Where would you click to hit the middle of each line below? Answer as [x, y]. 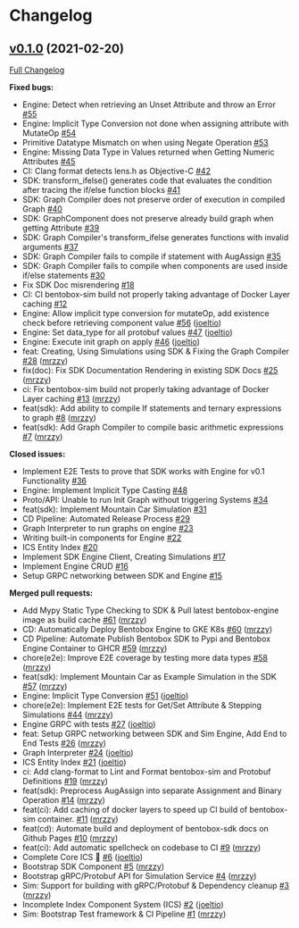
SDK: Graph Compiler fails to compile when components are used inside [155, 266]
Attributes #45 [49, 161]
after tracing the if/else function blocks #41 [101, 190]
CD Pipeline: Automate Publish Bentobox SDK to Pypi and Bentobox [146, 639]
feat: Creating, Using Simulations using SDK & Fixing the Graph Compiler [156, 351]
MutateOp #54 [49, 133]
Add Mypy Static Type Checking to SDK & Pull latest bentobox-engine [150, 610]
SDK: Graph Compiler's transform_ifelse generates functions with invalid [155, 237]
